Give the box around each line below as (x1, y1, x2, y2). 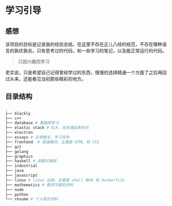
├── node (5, 187, 24, 192)
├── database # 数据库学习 (5, 120, 59, 126)
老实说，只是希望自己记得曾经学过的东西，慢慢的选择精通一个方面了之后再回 (5, 70, 167, 75)
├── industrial (5, 163, 38, 169)
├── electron (5, 130, 33, 135)
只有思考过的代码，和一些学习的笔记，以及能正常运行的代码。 (36, 48, 167, 54)
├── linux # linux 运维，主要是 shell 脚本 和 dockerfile (5, 177, 124, 182)
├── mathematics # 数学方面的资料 (5, 182, 74, 188)
